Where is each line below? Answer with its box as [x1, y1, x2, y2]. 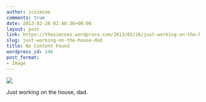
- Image [6, 60, 26, 66]
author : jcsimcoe [6, 9, 51, 15]
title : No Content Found [6, 43, 70, 49]
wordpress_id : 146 [6, 49, 53, 55]
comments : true [6, 15, 45, 21]
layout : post [6, 26, 40, 32]
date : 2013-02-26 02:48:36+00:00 [6, 20, 92, 26]
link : [6, 32, 20, 38]
